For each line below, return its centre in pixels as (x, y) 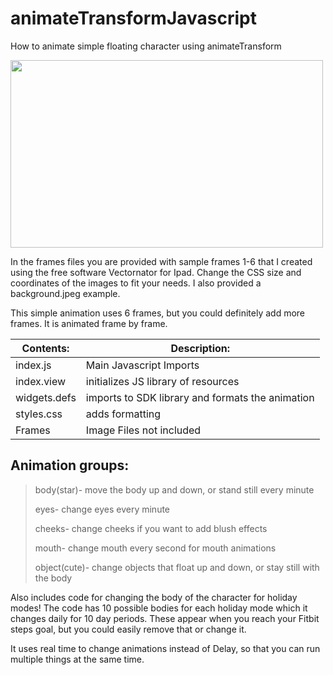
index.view (41, 381)
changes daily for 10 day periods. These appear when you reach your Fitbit (165, 618)
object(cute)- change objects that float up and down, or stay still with (177, 567)
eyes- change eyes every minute (102, 509)
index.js (33, 365)
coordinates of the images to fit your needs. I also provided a (136, 283)
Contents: (45, 348)
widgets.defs (46, 397)
